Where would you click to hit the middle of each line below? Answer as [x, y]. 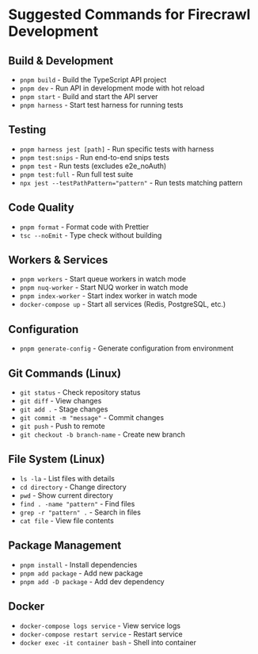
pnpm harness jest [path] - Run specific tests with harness [117, 149]
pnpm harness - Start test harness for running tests [101, 105]
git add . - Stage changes [64, 409]
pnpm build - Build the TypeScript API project [93, 80]
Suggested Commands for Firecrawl [129, 15]
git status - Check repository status [80, 392]
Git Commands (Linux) [64, 373]
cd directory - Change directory [73, 487]
